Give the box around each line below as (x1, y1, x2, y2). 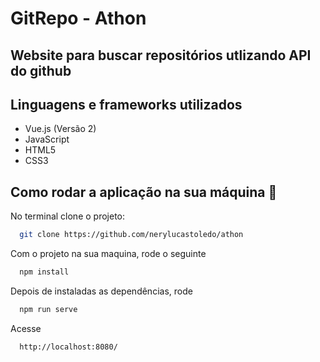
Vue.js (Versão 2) (24, 123, 97, 135)
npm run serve (19, 304, 78, 314)
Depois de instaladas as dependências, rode (10, 285, 193, 297)
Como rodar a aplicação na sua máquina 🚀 (10, 183, 278, 201)
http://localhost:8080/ (19, 342, 118, 352)
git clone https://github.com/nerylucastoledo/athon (19, 230, 244, 240)
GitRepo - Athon (10, 7, 147, 30)
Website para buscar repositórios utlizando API (10, 47, 312, 64)
